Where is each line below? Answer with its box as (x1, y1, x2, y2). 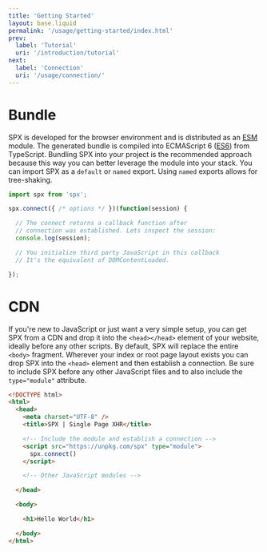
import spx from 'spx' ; (8, 190, 88, 199)
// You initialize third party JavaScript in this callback (15, 248, 220, 256)
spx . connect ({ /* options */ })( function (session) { (8, 205, 188, 213)
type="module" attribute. (8, 375, 87, 385)
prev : (8, 34, 26, 42)
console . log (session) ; (15, 234, 91, 243)
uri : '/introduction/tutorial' (15, 49, 120, 57)
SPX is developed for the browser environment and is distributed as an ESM (8, 132, 258, 142)
